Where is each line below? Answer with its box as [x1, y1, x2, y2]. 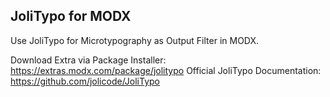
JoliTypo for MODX [10, 8, 132, 25]
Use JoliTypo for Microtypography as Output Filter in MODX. [10, 34, 260, 46]
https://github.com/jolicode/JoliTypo [10, 75, 160, 87]
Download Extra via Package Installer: [10, 54, 167, 66]
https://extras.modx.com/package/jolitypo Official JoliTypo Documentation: [10, 64, 322, 76]
